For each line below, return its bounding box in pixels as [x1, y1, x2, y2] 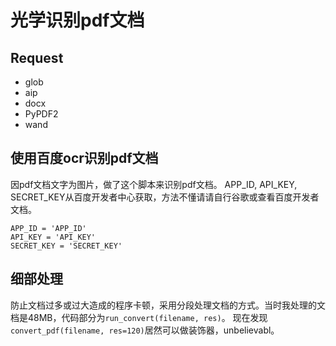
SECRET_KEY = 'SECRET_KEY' [10, 241, 123, 251]
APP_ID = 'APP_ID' [10, 223, 87, 233]
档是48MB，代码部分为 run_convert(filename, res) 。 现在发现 [10, 311, 268, 323]
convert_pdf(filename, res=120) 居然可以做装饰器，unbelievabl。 [10, 324, 280, 336]
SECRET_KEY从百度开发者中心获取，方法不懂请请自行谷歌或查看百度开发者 [10, 191, 320, 203]
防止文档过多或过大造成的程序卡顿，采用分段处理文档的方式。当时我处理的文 [10, 299, 326, 311]
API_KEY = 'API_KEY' [10, 232, 97, 242]
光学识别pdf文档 [10, 9, 145, 32]
